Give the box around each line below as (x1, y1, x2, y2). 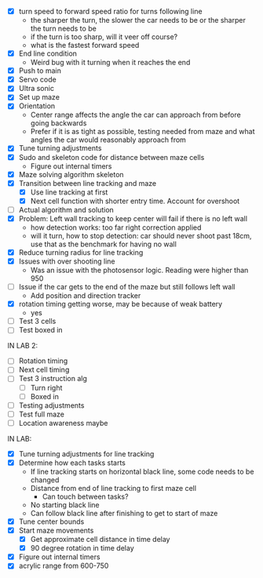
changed (30, 474, 60, 485)
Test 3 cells (18, 317, 57, 326)
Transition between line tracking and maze (18, 178, 157, 187)
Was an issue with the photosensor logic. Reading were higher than (30, 266, 249, 275)
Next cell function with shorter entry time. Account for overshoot (30, 196, 240, 205)
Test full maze (18, 409, 64, 419)
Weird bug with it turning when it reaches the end (30, 58, 191, 67)
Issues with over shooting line (18, 256, 115, 266)
